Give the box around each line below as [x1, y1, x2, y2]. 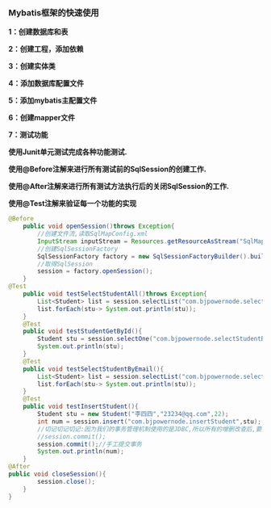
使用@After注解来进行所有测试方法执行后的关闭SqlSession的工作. [8, 182, 230, 191]
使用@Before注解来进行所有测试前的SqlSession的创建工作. [8, 164, 207, 174]
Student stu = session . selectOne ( [37, 335, 153, 343]
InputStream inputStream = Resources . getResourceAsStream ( [37, 237, 240, 246]
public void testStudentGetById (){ [23, 327, 143, 336]
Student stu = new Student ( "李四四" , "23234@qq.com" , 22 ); [37, 410, 229, 418]
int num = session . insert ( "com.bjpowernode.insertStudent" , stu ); [37, 418, 262, 426]
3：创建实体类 [8, 61, 56, 71]
